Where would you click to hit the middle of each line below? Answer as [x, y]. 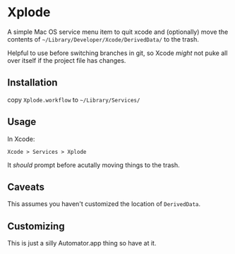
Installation [32, 83]
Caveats [26, 187]
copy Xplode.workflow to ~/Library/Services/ [74, 99]
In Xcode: [21, 139]
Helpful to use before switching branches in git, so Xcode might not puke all [117, 53]
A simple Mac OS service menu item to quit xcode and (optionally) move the [118, 32]
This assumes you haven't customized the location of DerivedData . [104, 204]
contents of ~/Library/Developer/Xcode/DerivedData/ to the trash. [103, 39]
